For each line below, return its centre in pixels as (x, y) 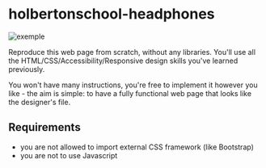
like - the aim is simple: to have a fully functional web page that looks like (130, 93)
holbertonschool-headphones (112, 14)
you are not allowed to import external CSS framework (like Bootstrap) (137, 147)
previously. (27, 69)
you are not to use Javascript (69, 155)
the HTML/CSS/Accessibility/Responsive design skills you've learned (123, 61)
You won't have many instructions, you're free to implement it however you (133, 85)
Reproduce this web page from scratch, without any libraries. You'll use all (132, 52)
